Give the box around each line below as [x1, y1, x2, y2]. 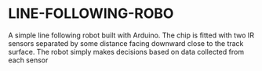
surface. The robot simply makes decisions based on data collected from [8, 47, 245, 56]
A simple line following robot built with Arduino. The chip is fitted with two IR [8, 30, 255, 40]
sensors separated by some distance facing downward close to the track [8, 38, 244, 48]
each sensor [8, 55, 49, 65]
